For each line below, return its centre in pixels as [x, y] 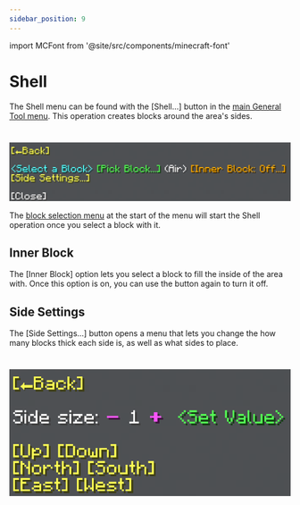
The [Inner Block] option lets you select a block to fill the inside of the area [146, 274]
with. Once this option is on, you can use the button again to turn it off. [139, 284]
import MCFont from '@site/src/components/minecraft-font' [120, 46]
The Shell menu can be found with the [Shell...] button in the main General [145, 106]
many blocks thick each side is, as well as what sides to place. [124, 343]
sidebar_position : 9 [48, 19]
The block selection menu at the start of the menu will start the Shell [135, 215]
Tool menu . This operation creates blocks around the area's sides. [131, 115]
